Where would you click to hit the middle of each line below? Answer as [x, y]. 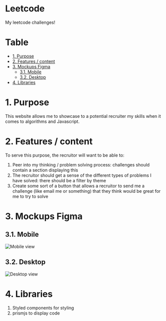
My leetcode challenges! [30, 22]
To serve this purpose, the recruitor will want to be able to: [65, 155]
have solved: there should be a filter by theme [59, 180]
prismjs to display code [36, 313]
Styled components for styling [43, 308]
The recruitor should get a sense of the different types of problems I [82, 175]
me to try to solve [30, 196]
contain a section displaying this [45, 170]
